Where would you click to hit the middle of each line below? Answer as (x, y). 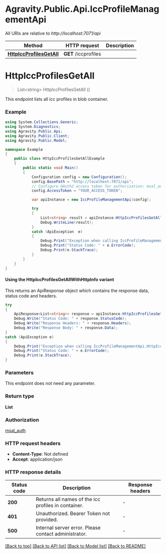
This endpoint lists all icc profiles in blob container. (57, 99)
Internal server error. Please (68, 528)
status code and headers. (31, 296)
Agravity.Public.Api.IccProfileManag (82, 9)
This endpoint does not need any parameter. (50, 384)
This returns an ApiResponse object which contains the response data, (77, 291)
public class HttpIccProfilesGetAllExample (60, 159)
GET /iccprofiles (82, 54)
